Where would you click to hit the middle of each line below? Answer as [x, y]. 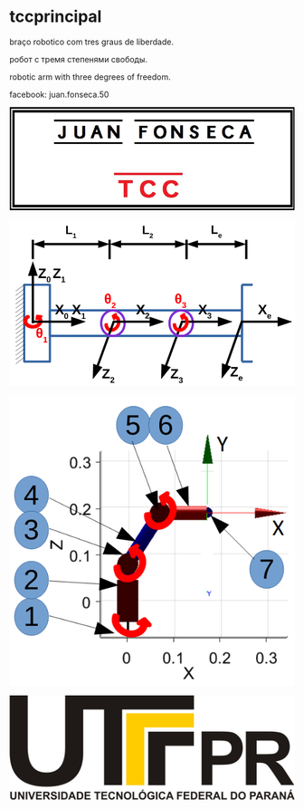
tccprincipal [56, 17]
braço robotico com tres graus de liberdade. [92, 42]
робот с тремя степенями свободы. [78, 59]
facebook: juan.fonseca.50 [59, 94]
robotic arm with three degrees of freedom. [90, 77]
